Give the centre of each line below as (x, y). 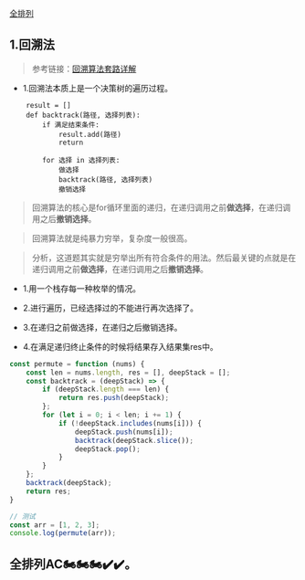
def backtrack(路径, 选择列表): (83, 115)
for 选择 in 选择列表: (81, 160)
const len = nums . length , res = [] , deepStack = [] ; (128, 373)
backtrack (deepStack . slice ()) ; (134, 440)
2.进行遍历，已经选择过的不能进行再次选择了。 (110, 308)
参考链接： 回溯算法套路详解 (84, 69)
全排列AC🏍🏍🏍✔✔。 (73, 564)
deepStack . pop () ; (108, 449)
